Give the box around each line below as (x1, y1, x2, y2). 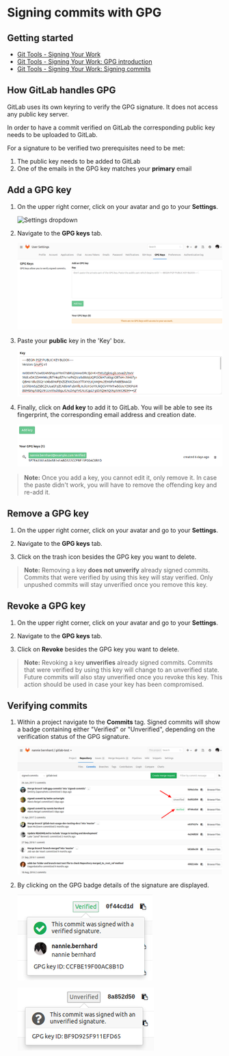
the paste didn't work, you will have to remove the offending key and (23, 481, 217, 489)
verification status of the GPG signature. (16, 733, 131, 741)
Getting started (7, 32, 74, 44)
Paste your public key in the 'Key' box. (16, 336, 126, 344)
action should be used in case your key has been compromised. (23, 680, 204, 688)
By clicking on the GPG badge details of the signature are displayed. (16, 881, 210, 889)
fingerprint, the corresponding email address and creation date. (16, 410, 196, 418)
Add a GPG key (7, 184, 72, 196)
